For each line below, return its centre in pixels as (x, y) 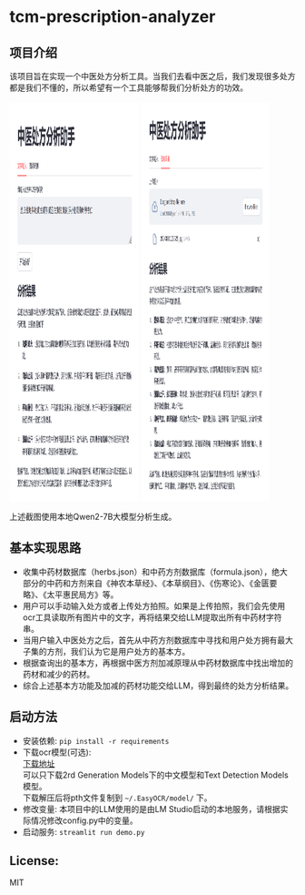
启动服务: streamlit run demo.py (84, 831)
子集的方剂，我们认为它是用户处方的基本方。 (106, 651)
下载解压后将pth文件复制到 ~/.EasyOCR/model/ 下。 (117, 798)
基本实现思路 (45, 548)
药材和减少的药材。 (59, 674)
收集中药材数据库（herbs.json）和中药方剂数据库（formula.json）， (147, 572)
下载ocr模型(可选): (57, 752)
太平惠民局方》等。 (83, 595)
